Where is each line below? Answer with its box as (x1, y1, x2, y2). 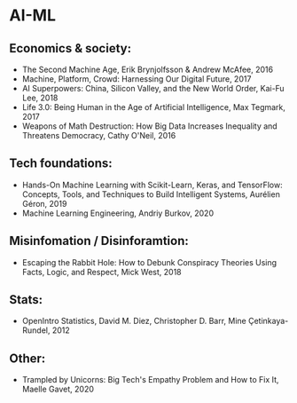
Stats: (9, 292, 43, 307)
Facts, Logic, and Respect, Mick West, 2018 (21, 266, 182, 277)
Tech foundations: (9, 156, 113, 171)
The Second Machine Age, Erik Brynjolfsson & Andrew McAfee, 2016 (21, 64, 273, 75)
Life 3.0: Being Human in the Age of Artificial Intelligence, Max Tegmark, (21, 102, 286, 112)
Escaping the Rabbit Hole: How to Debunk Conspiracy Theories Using (21, 257, 277, 267)
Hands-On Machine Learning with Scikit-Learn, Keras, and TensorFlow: (21, 179, 283, 190)
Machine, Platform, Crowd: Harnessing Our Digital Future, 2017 (21, 74, 252, 84)
